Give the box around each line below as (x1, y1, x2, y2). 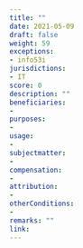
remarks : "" (9, 215, 54, 225)
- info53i (9, 55, 47, 64)
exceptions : (9, 47, 54, 56)
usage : (9, 132, 34, 141)
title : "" (9, 13, 47, 23)
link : (9, 224, 30, 233)
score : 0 (9, 81, 42, 90)
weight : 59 (9, 38, 51, 48)
